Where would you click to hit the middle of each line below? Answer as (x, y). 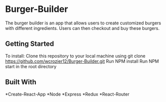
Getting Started (30, 44)
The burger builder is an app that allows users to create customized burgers (83, 23)
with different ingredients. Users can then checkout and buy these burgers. (82, 28)
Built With (21, 82)
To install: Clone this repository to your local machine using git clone (75, 56)
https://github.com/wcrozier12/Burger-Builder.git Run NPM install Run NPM (82, 61)
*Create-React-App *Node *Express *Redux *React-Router (67, 94)
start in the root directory (31, 66)
